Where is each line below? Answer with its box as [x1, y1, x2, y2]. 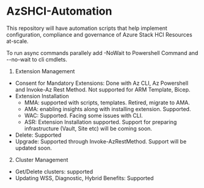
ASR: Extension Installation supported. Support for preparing [24, 118, 177, 126]
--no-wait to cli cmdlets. [6, 56, 67, 63]
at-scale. [6, 37, 29, 45]
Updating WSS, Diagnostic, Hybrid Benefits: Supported [15, 174, 154, 181]
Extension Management [15, 67, 75, 74]
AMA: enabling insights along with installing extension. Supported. [24, 105, 191, 112]
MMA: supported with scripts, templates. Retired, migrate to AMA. [24, 99, 191, 106]
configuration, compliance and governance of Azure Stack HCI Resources [6, 31, 192, 38]
